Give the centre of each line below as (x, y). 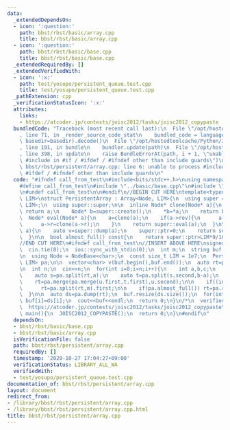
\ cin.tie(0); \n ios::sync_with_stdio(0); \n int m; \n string (115, 250)
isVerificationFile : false (52, 339)
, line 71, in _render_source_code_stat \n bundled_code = (108, 135)
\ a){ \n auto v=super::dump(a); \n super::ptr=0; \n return (117, 231)
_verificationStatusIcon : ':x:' (60, 103)
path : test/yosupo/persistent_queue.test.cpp (86, 84)
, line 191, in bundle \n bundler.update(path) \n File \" (108, 148)
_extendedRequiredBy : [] (49, 65)
